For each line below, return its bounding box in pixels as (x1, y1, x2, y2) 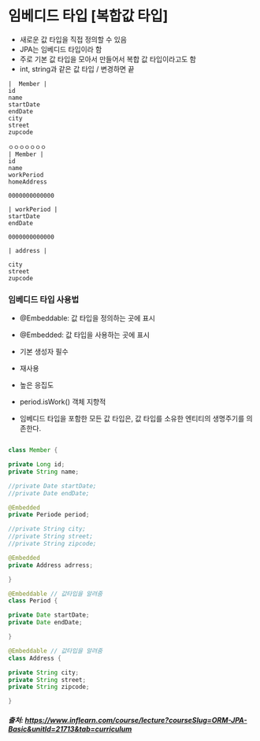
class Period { (8, 597, 58, 605)
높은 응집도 (19, 380, 54, 390)
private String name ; (8, 468, 80, 476)
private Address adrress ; (8, 561, 93, 569)
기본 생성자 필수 (19, 347, 69, 357)
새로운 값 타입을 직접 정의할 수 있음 (19, 35, 128, 44)
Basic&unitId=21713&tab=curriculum (8, 724, 132, 733)
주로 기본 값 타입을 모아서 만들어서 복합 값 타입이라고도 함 (19, 54, 197, 64)
